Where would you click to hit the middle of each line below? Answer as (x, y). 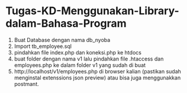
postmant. (26, 84)
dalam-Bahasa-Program (66, 23)
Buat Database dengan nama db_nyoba (62, 40)
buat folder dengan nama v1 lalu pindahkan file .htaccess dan (89, 59)
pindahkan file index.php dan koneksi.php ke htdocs (78, 52)
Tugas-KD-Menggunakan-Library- (92, 11)
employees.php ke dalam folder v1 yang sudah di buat (80, 65)
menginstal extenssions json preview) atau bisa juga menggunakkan (97, 78)
